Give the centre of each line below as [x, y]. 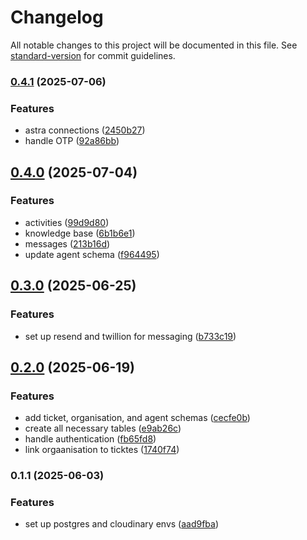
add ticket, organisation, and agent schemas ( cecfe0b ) [137, 418]
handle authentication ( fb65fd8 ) [90, 439]
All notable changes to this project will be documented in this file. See [154, 45]
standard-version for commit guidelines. [93, 55]
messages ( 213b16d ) [67, 243]
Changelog [57, 17]
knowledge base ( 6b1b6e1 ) [80, 233]
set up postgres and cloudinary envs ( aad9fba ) [122, 524]
